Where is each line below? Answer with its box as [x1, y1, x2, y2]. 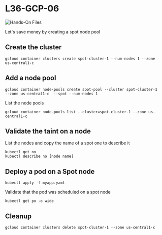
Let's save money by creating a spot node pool [5, 29, 100, 34]
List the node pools [5, 100, 44, 106]
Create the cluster [5, 43, 62, 52]
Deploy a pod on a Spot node [5, 167, 95, 175]
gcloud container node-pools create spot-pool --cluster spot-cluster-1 [5, 87, 158, 92]
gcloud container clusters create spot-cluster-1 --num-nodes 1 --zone [5, 56, 155, 61]
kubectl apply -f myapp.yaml [5, 180, 65, 185]
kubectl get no [5, 150, 36, 155]
